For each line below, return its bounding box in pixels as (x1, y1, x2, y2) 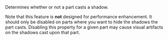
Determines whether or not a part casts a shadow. (5, 4, 109, 10)
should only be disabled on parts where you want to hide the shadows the (5, 19, 158, 25)
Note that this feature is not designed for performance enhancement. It (5, 14, 152, 19)
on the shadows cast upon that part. (5, 30, 80, 35)
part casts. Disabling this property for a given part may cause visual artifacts (5, 24, 163, 30)
